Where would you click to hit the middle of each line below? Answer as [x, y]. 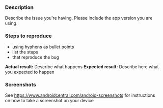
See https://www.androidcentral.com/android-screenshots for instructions [80, 95]
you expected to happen [30, 72]
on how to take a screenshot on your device [50, 100]
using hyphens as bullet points [43, 47]
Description [19, 7]
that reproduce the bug [36, 57]
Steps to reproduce [28, 36]
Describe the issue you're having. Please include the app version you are [79, 18]
